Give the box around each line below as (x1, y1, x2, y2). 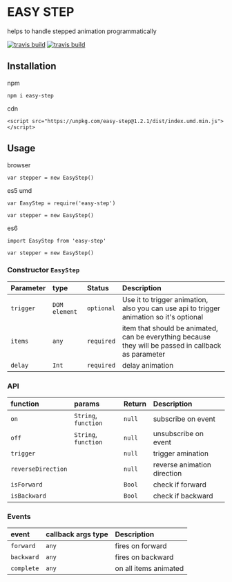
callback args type (46, 529, 108, 539)
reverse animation (153, 460, 212, 470)
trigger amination (153, 449, 209, 458)
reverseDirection (10, 465, 68, 473)
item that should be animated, (122, 323, 219, 332)
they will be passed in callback (122, 340, 222, 350)
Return (123, 399, 147, 409)
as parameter (122, 349, 166, 359)
